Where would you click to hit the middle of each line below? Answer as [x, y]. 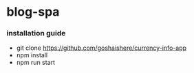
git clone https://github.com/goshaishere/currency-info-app [101, 48]
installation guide [36, 33]
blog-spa [33, 12]
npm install [32, 55]
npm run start [36, 63]
